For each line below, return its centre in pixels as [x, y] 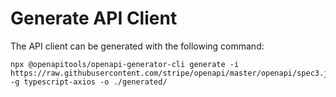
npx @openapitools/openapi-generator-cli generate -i [125, 64]
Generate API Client [94, 18]
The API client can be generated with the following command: [137, 46]
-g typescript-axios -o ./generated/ [89, 82]
